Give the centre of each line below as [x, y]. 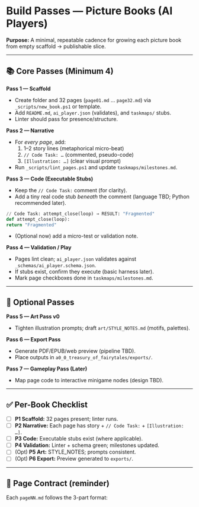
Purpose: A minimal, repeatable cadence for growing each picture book [94, 40]
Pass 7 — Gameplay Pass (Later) [47, 369]
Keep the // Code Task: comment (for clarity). [71, 190]
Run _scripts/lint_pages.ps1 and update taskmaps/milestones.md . [96, 167]
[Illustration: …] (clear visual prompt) [72, 161]
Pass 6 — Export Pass [33, 340]
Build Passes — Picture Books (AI [89, 11]
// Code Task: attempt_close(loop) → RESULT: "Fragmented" [81, 214]
